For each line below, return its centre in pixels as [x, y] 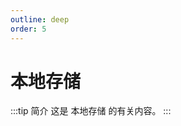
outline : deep [40, 19]
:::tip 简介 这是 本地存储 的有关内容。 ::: [91, 111]
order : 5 [28, 29]
